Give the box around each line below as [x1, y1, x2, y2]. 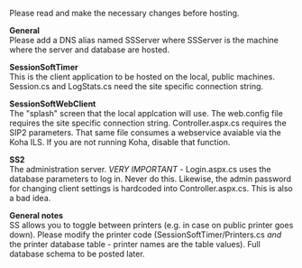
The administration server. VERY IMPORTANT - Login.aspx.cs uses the [9, 164, 271, 174]
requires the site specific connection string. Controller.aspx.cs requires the [9, 117, 287, 128]
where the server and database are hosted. [9, 44, 169, 55]
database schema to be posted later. [9, 248, 146, 259]
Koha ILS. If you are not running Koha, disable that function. [9, 137, 231, 147]
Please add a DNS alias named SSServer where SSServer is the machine [9, 35, 279, 45]
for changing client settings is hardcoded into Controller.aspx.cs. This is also [9, 183, 293, 193]
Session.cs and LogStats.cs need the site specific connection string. [9, 81, 264, 91]
